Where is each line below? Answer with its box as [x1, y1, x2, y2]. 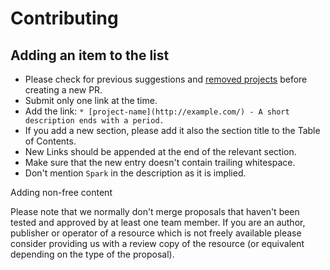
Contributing [10, 7, 119, 30]
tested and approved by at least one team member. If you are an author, [10, 217, 306, 228]
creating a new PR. [24, 84, 103, 96]
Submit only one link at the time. [24, 95, 158, 106]
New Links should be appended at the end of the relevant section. [24, 146, 297, 157]
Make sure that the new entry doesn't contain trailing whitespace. [24, 157, 296, 168]
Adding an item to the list [10, 47, 170, 64]
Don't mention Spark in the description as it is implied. [24, 167, 247, 179]
